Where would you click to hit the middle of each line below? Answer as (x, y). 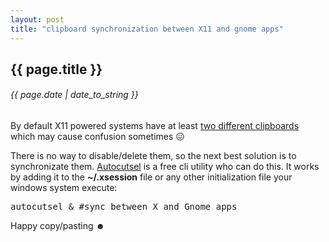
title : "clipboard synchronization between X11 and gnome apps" (147, 29)
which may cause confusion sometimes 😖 (97, 137)
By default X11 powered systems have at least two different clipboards (155, 126)
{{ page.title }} (56, 69)
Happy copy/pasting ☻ (58, 226)
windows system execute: (64, 188)
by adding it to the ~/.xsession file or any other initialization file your (151, 177)
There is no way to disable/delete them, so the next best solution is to (153, 156)
